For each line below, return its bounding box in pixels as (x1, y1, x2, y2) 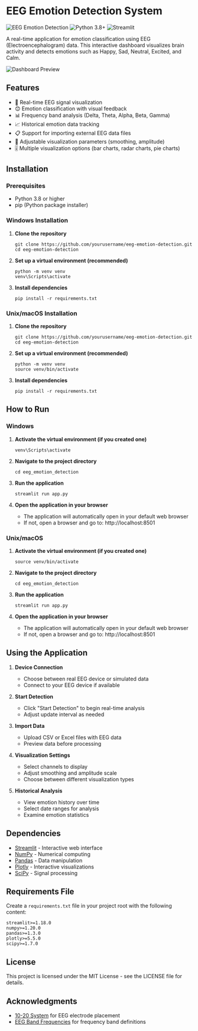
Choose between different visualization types (23, 775, 134, 782)
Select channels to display (23, 763, 87, 770)
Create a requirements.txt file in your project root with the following (6, 902, 173, 909)
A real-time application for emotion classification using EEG (6, 35, 151, 42)
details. (6, 979, 24, 986)
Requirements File (6, 887, 74, 897)
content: (6, 909, 27, 916)
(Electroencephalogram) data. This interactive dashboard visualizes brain (6, 42, 184, 49)
